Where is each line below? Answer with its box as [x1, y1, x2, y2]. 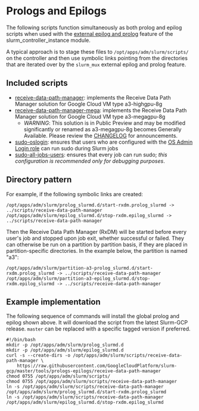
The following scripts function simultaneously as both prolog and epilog [6, 24, 182, 31]
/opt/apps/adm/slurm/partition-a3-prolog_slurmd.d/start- [6, 265, 153, 271]
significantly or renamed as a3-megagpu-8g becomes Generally [23, 125, 182, 132]
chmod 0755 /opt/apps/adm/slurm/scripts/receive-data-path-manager [6, 379, 178, 385]
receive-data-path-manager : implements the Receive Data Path [14, 94, 171, 101]
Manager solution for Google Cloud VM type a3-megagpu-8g [14, 113, 166, 120]
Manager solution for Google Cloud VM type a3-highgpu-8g [14, 100, 163, 107]
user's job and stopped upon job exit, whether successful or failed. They [6, 234, 185, 242]
